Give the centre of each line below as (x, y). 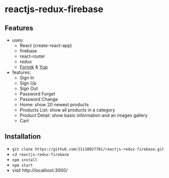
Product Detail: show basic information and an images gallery (83, 115)
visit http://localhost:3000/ (40, 170)
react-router (32, 56)
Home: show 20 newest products (54, 104)
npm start (23, 165)
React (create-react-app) (46, 46)
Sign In (27, 78)
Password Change (39, 99)
